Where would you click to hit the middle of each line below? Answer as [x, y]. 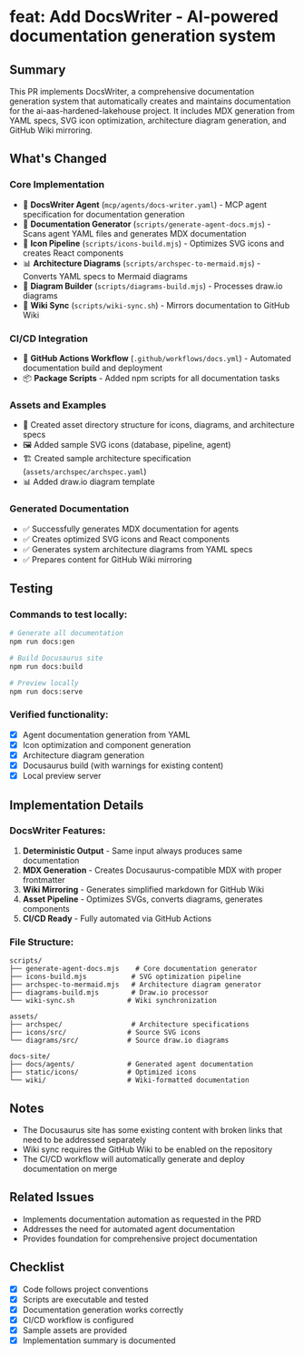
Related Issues [52, 1197]
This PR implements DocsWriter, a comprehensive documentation [132, 91]
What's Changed [58, 159]
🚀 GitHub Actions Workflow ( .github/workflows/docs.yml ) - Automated [157, 358]
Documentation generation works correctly [103, 1309]
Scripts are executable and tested [85, 1299]
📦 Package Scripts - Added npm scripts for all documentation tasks [151, 378]
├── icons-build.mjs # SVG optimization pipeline [126, 977]
